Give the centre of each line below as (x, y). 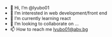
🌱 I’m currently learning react (40, 18)
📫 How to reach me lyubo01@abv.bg (49, 29)
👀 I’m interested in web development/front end (59, 13)
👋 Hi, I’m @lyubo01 (30, 8)
